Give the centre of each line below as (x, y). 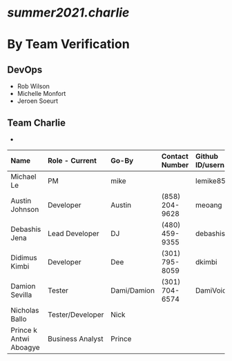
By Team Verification (68, 45)
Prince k (24, 330)
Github (207, 156)
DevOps (25, 69)
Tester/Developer (76, 314)
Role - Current (72, 160)
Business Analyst (76, 339)
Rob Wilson (33, 86)
